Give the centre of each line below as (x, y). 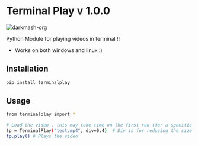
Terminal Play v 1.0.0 (58, 11)
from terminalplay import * (41, 115)
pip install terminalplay (38, 82)
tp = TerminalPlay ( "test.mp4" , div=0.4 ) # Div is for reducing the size (99, 131)
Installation (27, 69)
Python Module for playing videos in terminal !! (63, 38)
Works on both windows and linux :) (58, 50)
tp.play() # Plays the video (42, 136)
